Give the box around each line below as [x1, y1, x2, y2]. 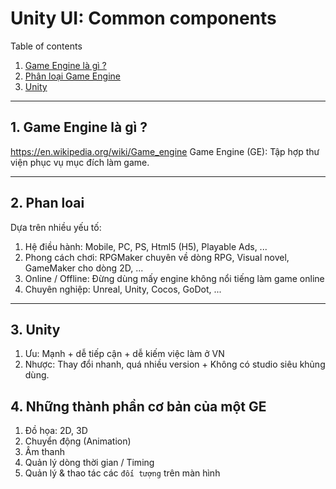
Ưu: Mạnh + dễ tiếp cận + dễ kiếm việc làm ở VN [24, 348, 225, 360]
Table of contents [10, 40, 83, 52]
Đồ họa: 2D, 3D [24, 425, 88, 437]
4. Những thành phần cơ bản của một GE [10, 398, 267, 415]
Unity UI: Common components [10, 7, 277, 30]
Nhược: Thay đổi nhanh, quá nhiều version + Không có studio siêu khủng [24, 358, 326, 371]
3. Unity [10, 321, 61, 338]
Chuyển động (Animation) [24, 435, 132, 447]
